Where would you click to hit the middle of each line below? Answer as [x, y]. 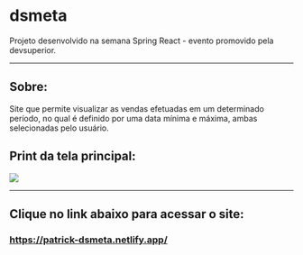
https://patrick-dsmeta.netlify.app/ [89, 240]
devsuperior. [33, 50]
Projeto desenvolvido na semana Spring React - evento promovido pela [142, 41]
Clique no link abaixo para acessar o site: [127, 214]
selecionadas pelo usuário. [60, 128]
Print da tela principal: [73, 156]
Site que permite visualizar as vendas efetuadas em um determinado [137, 108]
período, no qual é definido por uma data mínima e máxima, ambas [133, 118]
